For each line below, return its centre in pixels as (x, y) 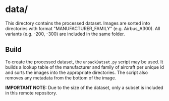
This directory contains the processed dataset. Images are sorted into (78, 23)
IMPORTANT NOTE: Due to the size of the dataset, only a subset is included (84, 87)
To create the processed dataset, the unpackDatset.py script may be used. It (84, 62)
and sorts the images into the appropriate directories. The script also (76, 72)
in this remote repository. (31, 93)
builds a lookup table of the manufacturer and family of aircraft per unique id (85, 67)
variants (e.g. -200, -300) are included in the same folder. (65, 34)
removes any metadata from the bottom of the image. (61, 78)
